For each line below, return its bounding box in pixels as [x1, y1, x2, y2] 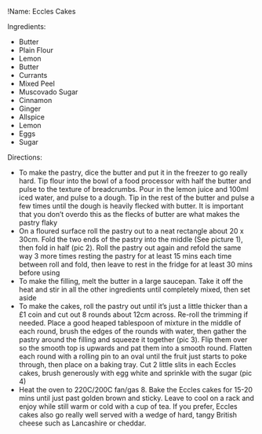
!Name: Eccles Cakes [7, 7, 76, 16]
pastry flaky [18, 218, 58, 227]
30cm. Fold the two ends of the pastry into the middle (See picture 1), [18, 235, 244, 244]
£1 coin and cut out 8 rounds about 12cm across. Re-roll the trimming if [18, 310, 249, 319]
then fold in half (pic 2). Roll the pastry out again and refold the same [18, 243, 242, 252]
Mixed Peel [18, 79, 56, 88]
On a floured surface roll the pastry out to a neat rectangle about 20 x [18, 226, 244, 235]
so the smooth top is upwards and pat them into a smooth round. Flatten [18, 344, 253, 352]
